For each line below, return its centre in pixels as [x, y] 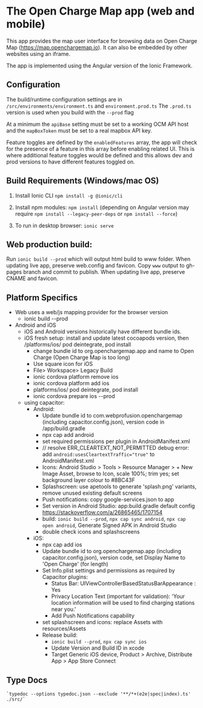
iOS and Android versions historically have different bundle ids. [103, 332]
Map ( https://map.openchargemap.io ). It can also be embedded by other [97, 47]
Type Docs [27, 680]
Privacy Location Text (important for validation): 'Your [118, 596]
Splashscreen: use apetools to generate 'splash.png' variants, [119, 487]
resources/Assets [64, 629]
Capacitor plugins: [65, 577]
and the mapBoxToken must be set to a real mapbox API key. [79, 130]
